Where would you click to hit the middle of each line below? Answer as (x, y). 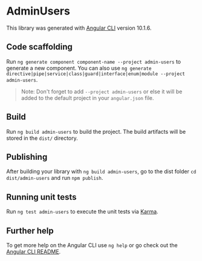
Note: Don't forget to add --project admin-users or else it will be (102, 91)
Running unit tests (41, 197)
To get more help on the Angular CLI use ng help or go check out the (92, 245)
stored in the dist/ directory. (42, 138)
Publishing (27, 157)
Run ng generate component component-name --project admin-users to (94, 61)
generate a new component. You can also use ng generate (79, 68)
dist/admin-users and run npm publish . (55, 178)
